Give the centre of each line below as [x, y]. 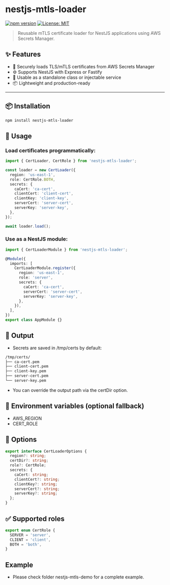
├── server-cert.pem [27, 376]
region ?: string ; [28, 456]
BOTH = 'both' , [26, 545]
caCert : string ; [32, 475]
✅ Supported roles [35, 519]
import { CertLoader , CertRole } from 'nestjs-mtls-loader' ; [71, 161]
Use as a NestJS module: [37, 239]
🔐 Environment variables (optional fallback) [75, 406]
